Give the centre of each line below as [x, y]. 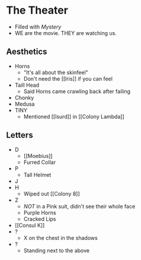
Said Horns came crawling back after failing [77, 91]
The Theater [37, 10]
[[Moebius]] [38, 156]
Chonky [24, 97]
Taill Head [27, 85]
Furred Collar [40, 162]
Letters [20, 135]
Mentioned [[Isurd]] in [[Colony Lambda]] [74, 116]
